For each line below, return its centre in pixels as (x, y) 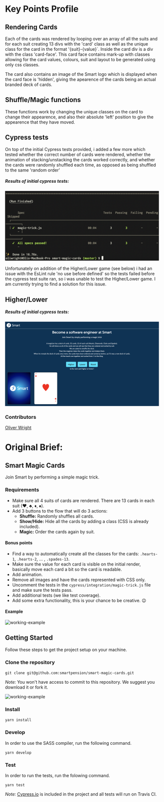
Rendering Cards (31, 27)
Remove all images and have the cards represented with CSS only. (79, 580)
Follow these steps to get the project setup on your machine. (66, 650)
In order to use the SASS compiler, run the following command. (68, 743)
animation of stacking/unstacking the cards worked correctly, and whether (80, 159)
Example (14, 611)
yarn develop (18, 753)
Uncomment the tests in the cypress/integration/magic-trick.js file (82, 585)
